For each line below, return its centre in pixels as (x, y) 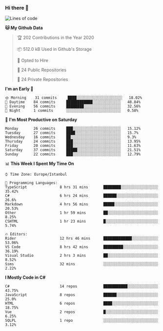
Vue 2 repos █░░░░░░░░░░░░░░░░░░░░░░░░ (82, 312)
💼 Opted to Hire (33, 61)
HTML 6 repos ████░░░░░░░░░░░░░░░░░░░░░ (82, 304)
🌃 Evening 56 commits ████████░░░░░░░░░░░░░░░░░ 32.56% (73, 106)
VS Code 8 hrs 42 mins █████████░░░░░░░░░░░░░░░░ (82, 247)
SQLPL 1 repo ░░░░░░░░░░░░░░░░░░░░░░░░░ (82, 321)
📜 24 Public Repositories (42, 70)
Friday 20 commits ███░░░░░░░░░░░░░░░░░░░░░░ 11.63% (73, 146)
